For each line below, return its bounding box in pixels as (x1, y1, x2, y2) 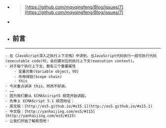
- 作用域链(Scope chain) (14, 74, 62, 79)
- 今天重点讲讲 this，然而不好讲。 (5, 84, 69, 89)
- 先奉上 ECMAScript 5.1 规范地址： (5, 98, 75, 103)
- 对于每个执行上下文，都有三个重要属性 (5, 64, 76, 68)
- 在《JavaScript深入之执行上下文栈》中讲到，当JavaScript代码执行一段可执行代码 (5, 53, 157, 58)
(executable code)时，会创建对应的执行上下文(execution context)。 (5, 59, 137, 64)
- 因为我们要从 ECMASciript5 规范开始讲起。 (5, 93, 89, 98)
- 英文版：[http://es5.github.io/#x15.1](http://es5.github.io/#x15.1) (5, 103, 153, 109)
